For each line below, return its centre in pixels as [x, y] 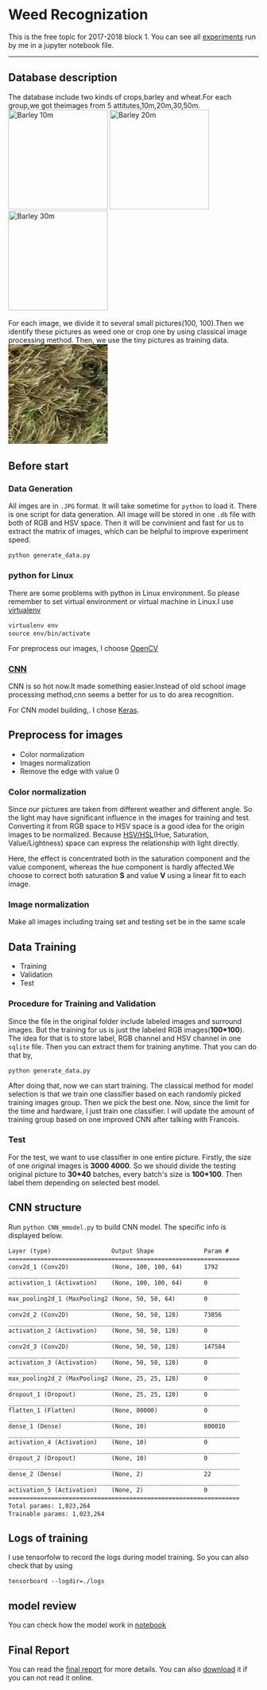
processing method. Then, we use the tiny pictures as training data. [119, 339]
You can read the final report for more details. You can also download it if [128, 1669]
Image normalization [49, 904]
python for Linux [41, 575]
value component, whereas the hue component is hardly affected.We [121, 867]
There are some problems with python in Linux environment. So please [124, 593]
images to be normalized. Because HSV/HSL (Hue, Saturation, [108, 835]
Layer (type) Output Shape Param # [118, 1251]
